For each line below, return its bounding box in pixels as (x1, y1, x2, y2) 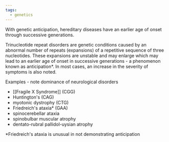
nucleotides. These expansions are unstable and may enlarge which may (5, 52, 159, 59)
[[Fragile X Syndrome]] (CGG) (12, 88, 76, 94)
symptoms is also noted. (5, 68, 57, 75)
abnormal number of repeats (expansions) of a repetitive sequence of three (5, 47, 164, 53)
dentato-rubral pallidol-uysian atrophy (12, 121, 93, 127)
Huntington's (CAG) (12, 94, 55, 100)
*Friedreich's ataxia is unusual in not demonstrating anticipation (5, 131, 140, 137)
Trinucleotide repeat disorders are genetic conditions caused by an (5, 41, 147, 48)
